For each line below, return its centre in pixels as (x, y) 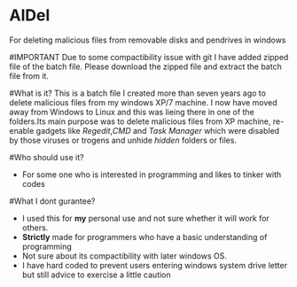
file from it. (29, 75)
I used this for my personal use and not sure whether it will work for (146, 218)
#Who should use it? (47, 157)
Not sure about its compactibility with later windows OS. (125, 256)
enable (22, 130)
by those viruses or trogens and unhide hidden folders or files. (123, 140)
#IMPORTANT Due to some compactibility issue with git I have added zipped (149, 57)
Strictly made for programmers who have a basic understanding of (145, 237)
